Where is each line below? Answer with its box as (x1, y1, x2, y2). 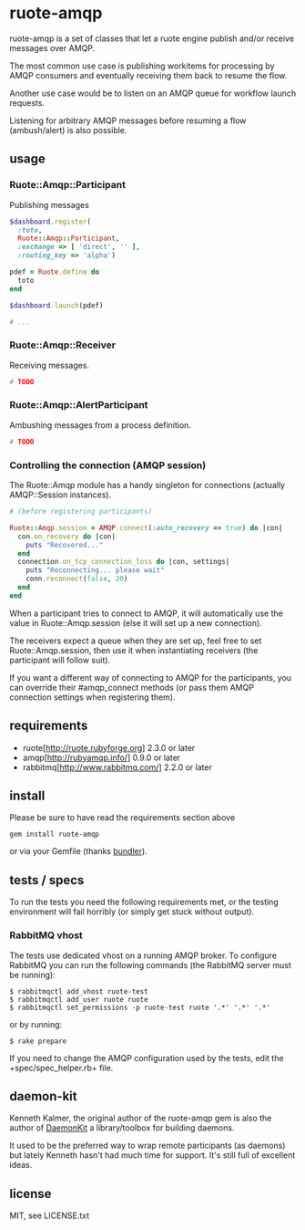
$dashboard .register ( (9, 217, 92, 226)
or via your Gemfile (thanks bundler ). (9, 846, 147, 857)
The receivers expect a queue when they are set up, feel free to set (9, 635, 262, 646)
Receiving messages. (9, 360, 89, 370)
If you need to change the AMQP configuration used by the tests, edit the (9, 1052, 284, 1063)
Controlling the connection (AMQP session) (9, 459, 207, 472)
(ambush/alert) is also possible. (9, 124, 127, 135)
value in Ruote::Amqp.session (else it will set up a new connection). (9, 617, 262, 628)
